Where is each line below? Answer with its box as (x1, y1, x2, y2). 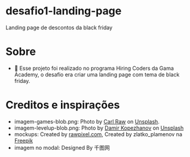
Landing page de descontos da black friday (5, 24, 113, 31)
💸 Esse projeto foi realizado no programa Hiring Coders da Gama (14, 64, 174, 72)
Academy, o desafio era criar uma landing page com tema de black (14, 70, 180, 78)
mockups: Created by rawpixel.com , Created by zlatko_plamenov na (14, 130, 183, 138)
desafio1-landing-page (5, 4, 122, 18)
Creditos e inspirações (5, 98, 120, 112)
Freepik (14, 137, 33, 144)
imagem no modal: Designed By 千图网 (14, 144, 110, 151)
